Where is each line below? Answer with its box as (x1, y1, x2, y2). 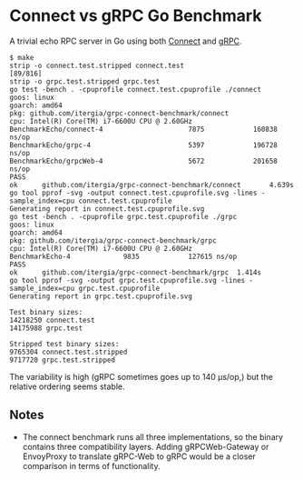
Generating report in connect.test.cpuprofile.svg (9, 204, 205, 214)
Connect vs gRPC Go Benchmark (9, 5, 262, 26)
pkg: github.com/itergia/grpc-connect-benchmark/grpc (9, 235, 218, 245)
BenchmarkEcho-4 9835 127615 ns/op (9, 252, 238, 261)
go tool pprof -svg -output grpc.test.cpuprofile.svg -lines (9, 275, 246, 285)
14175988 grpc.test (9, 324, 83, 333)
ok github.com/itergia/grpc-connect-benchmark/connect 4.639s (9, 180, 295, 189)
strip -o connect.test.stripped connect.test (9, 61, 184, 70)
